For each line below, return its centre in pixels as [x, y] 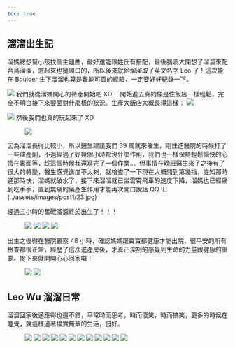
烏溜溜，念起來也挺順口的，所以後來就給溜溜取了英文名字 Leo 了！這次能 [118, 71]
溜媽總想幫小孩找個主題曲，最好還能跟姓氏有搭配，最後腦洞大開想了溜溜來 [114, 62]
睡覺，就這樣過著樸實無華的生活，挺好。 [65, 324]
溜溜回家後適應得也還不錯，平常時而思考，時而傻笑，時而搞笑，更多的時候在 [117, 315]
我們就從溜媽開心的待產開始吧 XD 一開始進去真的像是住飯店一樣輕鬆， [117, 94]
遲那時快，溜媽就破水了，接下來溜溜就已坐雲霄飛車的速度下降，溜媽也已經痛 [117, 181]
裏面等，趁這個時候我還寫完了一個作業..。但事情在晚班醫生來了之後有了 [122, 163]
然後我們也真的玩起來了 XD [55, 118]
